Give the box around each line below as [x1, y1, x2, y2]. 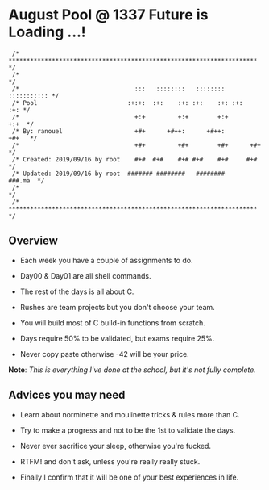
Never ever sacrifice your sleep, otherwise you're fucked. [19, 441, 212, 450]
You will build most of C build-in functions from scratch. [19, 317, 205, 328]
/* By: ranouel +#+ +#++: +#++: [11, 127, 226, 135]
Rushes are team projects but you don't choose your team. [19, 302, 215, 312]
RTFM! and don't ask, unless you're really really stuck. [19, 456, 201, 466]
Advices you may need [8, 388, 126, 402]
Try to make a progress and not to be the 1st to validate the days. [19, 425, 236, 435]
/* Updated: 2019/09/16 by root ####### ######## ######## [11, 170, 226, 178]
